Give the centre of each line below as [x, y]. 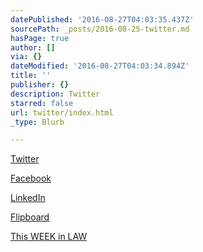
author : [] [33, 47]
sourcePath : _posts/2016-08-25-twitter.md [100, 29]
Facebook [31, 178]
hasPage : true [40, 38]
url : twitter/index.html [62, 112]
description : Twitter [55, 94]
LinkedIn [28, 198]
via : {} [26, 57]
